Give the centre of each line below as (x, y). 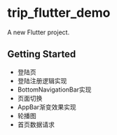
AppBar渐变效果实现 (47, 107)
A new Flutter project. (39, 32)
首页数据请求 (36, 125)
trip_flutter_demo (59, 13)
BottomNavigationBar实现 (54, 90)
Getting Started (42, 54)
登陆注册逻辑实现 (42, 80)
